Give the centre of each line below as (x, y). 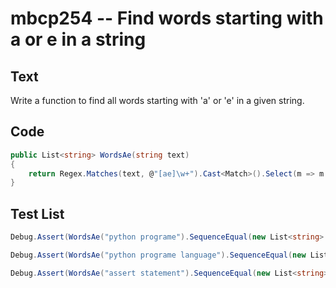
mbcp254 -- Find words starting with (167, 18)
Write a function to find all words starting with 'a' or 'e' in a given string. (157, 100)
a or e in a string (78, 39)
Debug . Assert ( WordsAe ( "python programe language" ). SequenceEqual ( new (158, 255)
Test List (37, 213)
